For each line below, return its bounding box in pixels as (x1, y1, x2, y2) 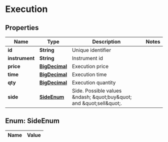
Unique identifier (71, 46, 111, 53)
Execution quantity (71, 79, 116, 86)
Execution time (71, 71, 107, 78)
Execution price (71, 63, 109, 69)
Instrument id (71, 55, 103, 61)
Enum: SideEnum (5, 116, 60, 125)
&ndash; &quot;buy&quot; (71, 93, 132, 100)
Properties (5, 23, 39, 32)
